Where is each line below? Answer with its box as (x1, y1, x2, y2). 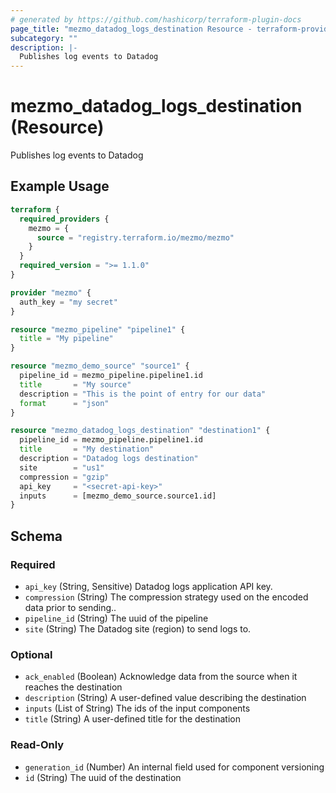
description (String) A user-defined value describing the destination (24, 692, 307, 704)
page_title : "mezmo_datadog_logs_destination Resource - (10, 24, 253, 34)
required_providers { (19, 214, 110, 224)
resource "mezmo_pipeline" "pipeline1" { (10, 324, 186, 335)
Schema (10, 527, 63, 545)
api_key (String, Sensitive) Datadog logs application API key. (24, 580, 273, 592)
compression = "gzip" (19, 472, 110, 482)
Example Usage (10, 178, 110, 195)
